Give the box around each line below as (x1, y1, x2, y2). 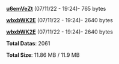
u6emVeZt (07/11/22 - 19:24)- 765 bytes (6, 5, 106, 12)
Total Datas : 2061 (6, 40, 50, 47)
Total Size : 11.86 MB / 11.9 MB (6, 51, 80, 59)
